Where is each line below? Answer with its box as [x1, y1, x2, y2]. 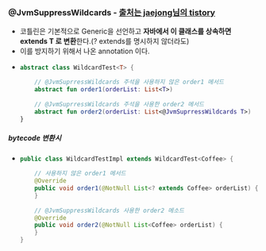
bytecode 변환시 [8, 133, 62, 143]
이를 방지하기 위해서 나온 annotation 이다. [19, 46, 150, 56]
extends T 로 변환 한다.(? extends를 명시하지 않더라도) [19, 37, 190, 46]
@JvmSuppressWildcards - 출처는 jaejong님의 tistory [8, 6, 216, 17]
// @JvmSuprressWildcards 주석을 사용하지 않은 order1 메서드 [34, 78, 225, 87]
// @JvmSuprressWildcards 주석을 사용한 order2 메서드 [34, 100, 205, 108]
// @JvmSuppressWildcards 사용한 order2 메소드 [34, 207, 185, 214]
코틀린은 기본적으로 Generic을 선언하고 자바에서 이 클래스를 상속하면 [19, 26, 232, 37]
